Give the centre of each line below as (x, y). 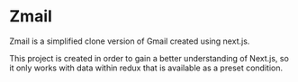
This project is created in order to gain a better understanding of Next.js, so (149, 58)
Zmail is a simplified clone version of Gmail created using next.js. (130, 41)
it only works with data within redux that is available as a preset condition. (146, 68)
